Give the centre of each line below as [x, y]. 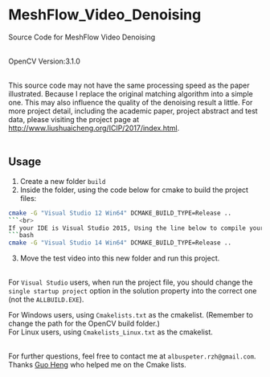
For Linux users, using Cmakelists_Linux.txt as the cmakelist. [110, 332]
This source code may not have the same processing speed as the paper [129, 85]
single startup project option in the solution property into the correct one [133, 291]
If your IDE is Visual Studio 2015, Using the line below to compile [127, 228]
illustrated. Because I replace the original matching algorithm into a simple [131, 93]
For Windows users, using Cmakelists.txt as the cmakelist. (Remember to [131, 315]
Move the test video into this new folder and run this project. [120, 258]
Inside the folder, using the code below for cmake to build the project [134, 190]
